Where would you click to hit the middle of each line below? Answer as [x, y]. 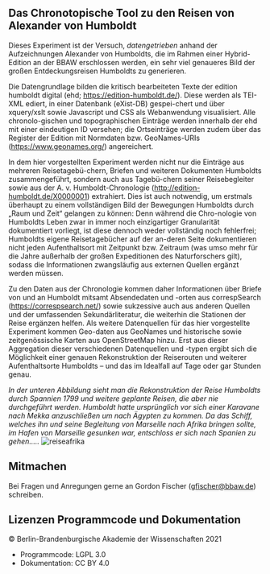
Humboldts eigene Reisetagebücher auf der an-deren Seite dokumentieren [133, 239]
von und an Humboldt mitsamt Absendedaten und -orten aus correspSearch [135, 297]
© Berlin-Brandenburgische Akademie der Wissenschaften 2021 [115, 539]
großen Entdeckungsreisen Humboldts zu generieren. [98, 71]
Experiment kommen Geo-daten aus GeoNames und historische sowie [125, 331]
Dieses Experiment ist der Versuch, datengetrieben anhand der [113, 45]
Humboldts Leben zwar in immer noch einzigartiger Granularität [114, 221]
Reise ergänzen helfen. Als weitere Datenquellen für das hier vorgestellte [129, 323]
